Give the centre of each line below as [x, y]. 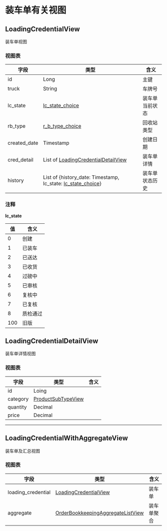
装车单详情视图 [20, 354]
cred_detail [21, 160]
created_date [23, 143]
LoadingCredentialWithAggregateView [67, 438]
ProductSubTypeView [59, 399]
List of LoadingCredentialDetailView [85, 160]
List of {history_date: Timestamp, [81, 177]
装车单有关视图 [36, 10]
